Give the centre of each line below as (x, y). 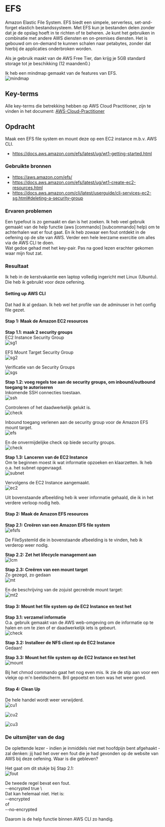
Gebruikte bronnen (28, 166)
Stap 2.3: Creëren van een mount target (47, 569)
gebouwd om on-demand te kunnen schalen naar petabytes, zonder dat (78, 43)
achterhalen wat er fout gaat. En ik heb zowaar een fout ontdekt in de (75, 232)
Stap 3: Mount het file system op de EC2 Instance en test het (68, 606)
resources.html (28, 187)
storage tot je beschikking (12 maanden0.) (48, 63)
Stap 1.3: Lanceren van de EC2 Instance (47, 457)
